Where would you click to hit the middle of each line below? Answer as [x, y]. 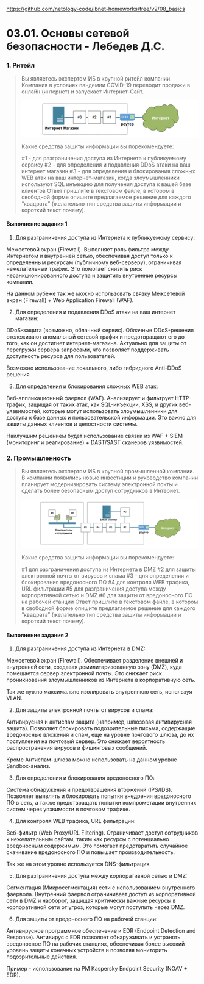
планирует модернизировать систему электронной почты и [99, 484]
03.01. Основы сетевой [68, 34]
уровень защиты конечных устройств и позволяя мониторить [87, 950]
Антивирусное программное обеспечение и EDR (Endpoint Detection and [101, 931]
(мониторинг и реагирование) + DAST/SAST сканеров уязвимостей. [95, 442]
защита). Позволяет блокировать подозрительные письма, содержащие [101, 728]
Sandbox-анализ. [28, 766]
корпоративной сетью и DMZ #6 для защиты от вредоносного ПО [107, 595]
